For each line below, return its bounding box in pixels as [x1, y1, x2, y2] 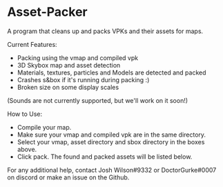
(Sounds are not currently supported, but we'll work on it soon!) [7, 96, 188, 104]
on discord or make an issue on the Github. [7, 173, 130, 181]
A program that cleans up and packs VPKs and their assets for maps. [7, 27, 204, 35]
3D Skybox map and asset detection [17, 61, 121, 69]
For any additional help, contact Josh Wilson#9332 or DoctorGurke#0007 [7, 166, 217, 174]
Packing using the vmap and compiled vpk [17, 53, 139, 62]
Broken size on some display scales [17, 83, 119, 91]
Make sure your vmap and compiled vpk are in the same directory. [17, 130, 206, 139]
